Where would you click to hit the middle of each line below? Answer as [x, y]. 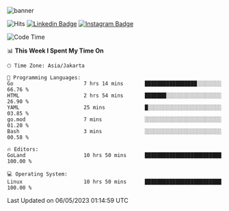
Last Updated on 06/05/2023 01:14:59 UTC [68, 200]
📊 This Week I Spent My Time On [55, 51]
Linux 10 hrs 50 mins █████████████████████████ [114, 182]
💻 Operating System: [38, 174]
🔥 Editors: [23, 150]
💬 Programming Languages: [44, 78]
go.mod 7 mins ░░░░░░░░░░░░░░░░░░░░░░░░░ [114, 119]
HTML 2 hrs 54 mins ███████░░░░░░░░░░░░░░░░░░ [114, 96]
